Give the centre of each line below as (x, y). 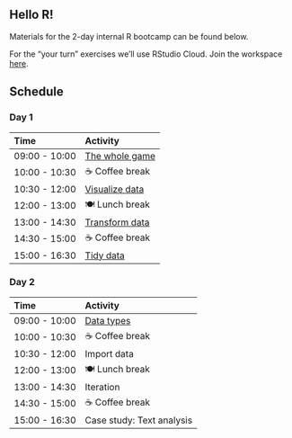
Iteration (102, 387)
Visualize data (115, 189)
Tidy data (105, 255)
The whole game (120, 156)
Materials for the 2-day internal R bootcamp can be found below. (129, 36)
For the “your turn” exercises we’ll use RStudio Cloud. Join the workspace (146, 54)
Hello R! (31, 15)
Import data (110, 353)
